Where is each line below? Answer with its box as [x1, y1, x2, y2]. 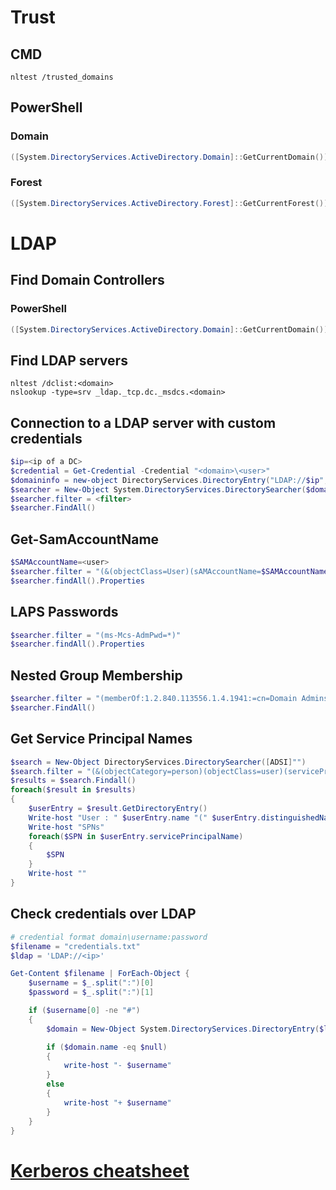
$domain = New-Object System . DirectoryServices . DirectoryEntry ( [46, 1024, 320, 1034]
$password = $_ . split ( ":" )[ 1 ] [28, 987, 155, 998]
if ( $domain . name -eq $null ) [46, 1042, 168, 1052]
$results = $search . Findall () [10, 776, 137, 786]
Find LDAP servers [10, 352, 128, 369]
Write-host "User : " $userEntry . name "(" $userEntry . [28, 812, 262, 823]
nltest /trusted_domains [10, 72, 114, 82]
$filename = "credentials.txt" [10, 941, 141, 951]
